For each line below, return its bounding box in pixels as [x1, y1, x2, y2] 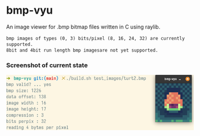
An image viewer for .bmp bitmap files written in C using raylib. [6, 23, 161, 30]
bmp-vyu [6, 4, 54, 17]
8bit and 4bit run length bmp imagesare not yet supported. [6, 47, 159, 53]
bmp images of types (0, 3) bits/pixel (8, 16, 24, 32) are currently [6, 35, 185, 42]
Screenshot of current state [6, 61, 88, 69]
